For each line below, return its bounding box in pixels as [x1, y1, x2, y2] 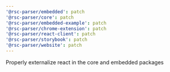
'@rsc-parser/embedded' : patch [5, 8, 85, 15]
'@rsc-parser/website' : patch [5, 43, 83, 49]
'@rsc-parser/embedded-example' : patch [5, 20, 107, 26]
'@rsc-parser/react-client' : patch [5, 31, 96, 37]
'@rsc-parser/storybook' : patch [5, 37, 87, 43]
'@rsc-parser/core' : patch [5, 14, 74, 20]
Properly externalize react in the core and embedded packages [5, 58, 164, 66]
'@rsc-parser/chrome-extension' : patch [5, 25, 107, 32]
